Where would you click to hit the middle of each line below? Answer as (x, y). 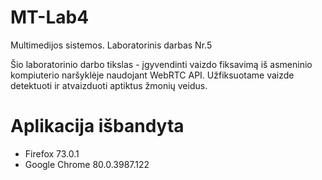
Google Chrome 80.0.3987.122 (87, 164)
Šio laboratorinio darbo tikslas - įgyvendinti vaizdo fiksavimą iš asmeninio (161, 64)
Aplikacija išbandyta (97, 126)
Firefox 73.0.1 (52, 153)
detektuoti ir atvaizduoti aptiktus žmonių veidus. (109, 85)
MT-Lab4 (50, 17)
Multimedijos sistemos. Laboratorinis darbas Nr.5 (111, 45)
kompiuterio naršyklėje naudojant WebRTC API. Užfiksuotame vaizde (152, 75)
